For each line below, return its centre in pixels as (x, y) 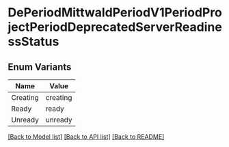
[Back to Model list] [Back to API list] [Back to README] (86, 137)
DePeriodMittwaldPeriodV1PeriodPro (115, 13)
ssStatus (33, 42)
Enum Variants (40, 67)
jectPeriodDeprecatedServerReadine (115, 27)
